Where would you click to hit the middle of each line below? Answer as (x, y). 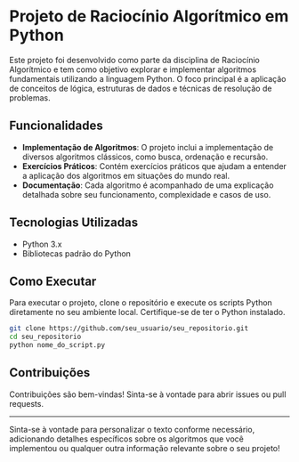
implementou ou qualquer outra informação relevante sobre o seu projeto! (145, 448)
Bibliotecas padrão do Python (77, 253)
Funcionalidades (57, 126)
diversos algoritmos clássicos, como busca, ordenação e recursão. (145, 157)
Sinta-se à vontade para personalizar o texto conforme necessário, (132, 429)
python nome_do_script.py (57, 345)
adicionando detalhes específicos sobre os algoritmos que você (127, 439)
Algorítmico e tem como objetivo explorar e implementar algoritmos (133, 69)
